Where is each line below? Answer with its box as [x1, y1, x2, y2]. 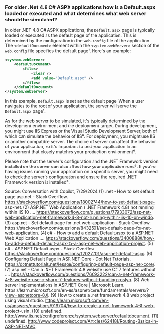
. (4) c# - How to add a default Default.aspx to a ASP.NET [37, 230, 154, 236]
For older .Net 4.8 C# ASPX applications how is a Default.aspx [5, 4, 156, 11]
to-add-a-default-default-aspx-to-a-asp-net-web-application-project [5, 241, 145, 247]
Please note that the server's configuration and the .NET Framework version [5, 158, 159, 165]
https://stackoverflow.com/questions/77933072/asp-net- [36, 209, 152, 215]
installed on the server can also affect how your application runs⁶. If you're [5, 164, 156, 169]
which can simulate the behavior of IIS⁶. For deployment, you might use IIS [5, 133, 156, 139]
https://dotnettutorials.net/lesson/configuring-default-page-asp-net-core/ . [5, 261, 156, 267]
